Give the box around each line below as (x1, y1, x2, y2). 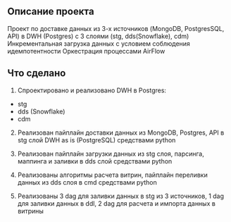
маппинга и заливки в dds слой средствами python (17, 156, 173, 165)
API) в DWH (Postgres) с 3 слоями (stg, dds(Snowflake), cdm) (7, 32, 189, 40)
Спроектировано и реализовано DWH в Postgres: (17, 86, 167, 94)
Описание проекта (7, 6, 94, 18)
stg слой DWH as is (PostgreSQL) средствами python (17, 135, 176, 144)
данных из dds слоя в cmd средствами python (17, 178, 157, 186)
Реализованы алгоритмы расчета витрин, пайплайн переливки (17, 171, 208, 179)
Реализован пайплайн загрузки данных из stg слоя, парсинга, (17, 149, 204, 158)
